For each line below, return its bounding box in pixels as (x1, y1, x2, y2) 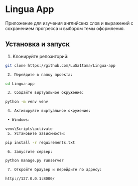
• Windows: (7, 117, 30, 122)
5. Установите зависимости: (7, 131, 66, 136)
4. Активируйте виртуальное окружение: (7, 108, 91, 113)
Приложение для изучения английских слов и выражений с (5, 20, 134, 26)
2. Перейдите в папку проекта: (7, 72, 73, 77)
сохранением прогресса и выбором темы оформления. (5, 25, 125, 31)
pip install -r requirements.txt (5, 140, 75, 145)
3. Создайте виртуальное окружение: (7, 90, 84, 95)
